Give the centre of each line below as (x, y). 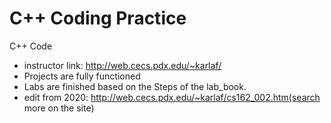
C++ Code (31, 46)
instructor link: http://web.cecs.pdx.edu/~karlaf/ (122, 65)
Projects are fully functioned (82, 76)
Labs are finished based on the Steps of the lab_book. (135, 86)
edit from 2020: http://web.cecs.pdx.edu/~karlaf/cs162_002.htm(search (172, 97)
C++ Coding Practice (98, 18)
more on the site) (59, 108)
